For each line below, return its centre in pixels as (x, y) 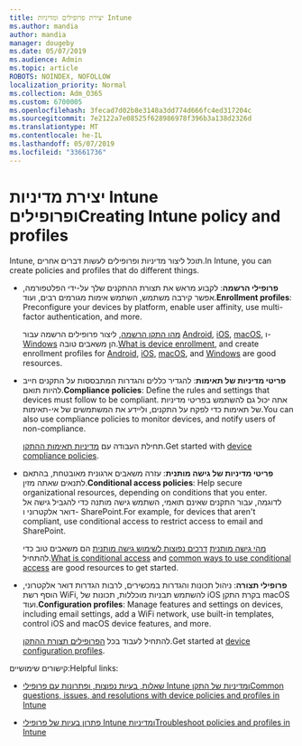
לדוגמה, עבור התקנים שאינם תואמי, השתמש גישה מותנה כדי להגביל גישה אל (152, 502)
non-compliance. (54, 428)
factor (33, 316)
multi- (272, 307)
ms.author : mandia (44, 26)
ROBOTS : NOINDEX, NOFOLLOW (60, 77)
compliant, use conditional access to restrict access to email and (142, 521)
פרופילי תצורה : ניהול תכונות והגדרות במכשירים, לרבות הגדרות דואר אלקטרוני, (155, 585)
